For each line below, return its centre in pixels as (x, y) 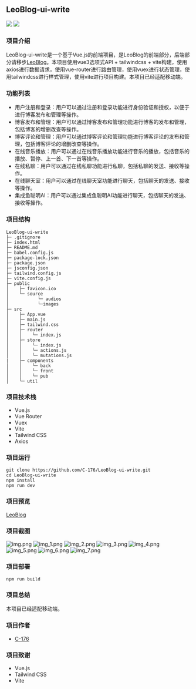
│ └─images (33, 304)
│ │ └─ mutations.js (39, 355)
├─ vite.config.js (28, 278)
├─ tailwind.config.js (34, 273)
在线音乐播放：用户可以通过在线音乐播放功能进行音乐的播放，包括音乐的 (102, 152)
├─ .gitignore (23, 237)
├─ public (18, 283)
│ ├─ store (23, 340)
